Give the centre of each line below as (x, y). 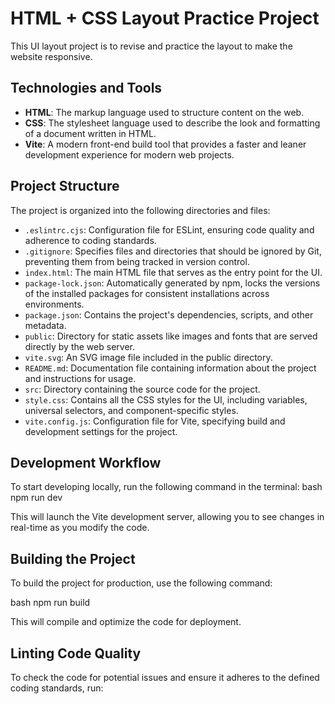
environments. (54, 304)
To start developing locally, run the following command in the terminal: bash (166, 487)
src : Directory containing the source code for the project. (142, 389)
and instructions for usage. (80, 378)
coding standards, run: (57, 688)
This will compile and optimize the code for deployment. (126, 622)
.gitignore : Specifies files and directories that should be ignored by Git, (173, 251)
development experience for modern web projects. (129, 154)
